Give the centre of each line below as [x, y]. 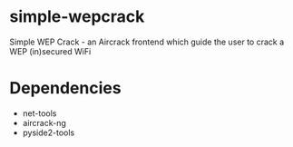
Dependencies [65, 88]
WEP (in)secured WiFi [50, 51]
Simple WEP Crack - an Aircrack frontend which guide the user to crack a [147, 42]
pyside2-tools [49, 132]
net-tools [39, 113]
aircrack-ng [44, 122]
